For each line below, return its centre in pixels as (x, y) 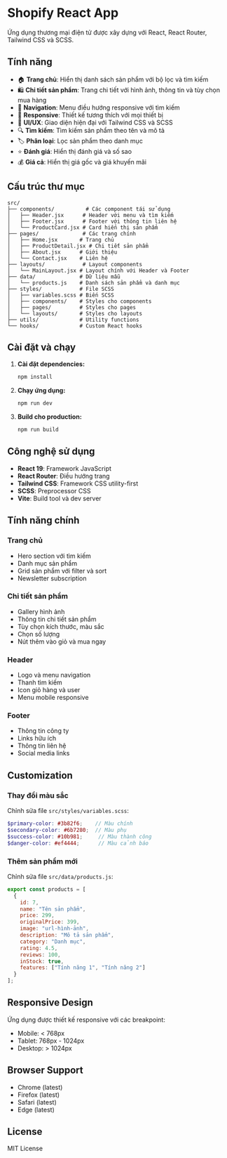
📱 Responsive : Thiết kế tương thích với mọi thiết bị (90, 115)
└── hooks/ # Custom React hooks (75, 326)
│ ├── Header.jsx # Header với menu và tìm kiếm (90, 215)
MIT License (25, 1149)
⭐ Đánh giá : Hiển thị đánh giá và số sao (74, 151)
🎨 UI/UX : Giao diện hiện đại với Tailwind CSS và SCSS (95, 122)
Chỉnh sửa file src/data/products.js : (60, 876)
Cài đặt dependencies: (51, 364)
